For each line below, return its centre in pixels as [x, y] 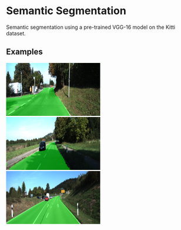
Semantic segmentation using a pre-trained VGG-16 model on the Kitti [90, 27]
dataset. [16, 33]
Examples [24, 52]
